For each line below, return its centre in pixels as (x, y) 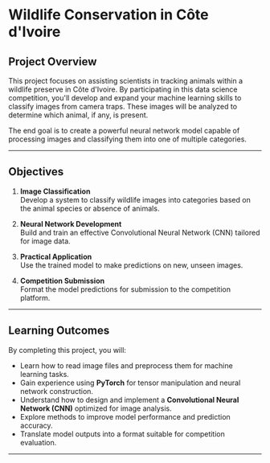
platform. (35, 297)
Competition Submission (62, 281)
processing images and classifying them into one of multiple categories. (128, 139)
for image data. (45, 241)
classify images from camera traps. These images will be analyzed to (123, 107)
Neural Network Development (71, 223)
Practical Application (56, 256)
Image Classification (55, 191)
